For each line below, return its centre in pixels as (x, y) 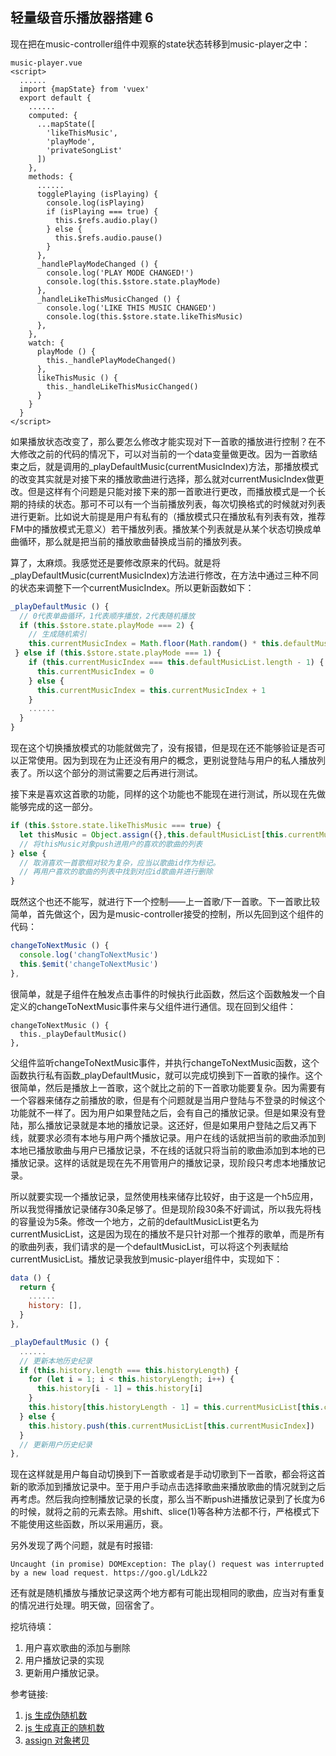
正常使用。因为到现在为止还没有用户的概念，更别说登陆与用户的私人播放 (167, 760)
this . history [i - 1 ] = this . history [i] (119, 1389)
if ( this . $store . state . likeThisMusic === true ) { (116, 826)
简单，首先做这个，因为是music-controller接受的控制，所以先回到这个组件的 (167, 914)
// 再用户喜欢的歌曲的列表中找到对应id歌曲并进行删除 (116, 872)
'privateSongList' (84, 150)
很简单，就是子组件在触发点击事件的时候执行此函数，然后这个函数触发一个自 (168, 994)
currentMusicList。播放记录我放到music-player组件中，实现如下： (146, 1259)
